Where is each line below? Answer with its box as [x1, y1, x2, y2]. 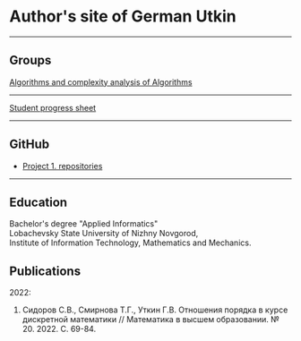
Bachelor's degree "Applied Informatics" [9, 218, 159, 229]
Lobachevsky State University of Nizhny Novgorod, [9, 228, 199, 239]
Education [9, 194, 68, 209]
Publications [9, 263, 82, 278]
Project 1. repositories [21, 160, 103, 171]
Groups [9, 53, 52, 68]
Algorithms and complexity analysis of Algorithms [9, 76, 193, 87]
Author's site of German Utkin [9, 6, 237, 27]
